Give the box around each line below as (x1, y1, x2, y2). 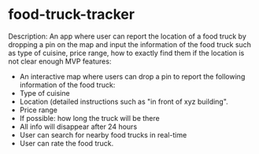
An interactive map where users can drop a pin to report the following (19, 71, 246, 81)
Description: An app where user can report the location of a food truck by (8, 31, 246, 41)
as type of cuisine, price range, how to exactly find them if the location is (8, 48, 245, 57)
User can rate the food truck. (19, 138, 114, 148)
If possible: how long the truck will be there (19, 113, 160, 123)
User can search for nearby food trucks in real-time (19, 130, 187, 139)
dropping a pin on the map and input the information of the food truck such (8, 39, 252, 49)
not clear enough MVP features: (8, 57, 112, 66)
